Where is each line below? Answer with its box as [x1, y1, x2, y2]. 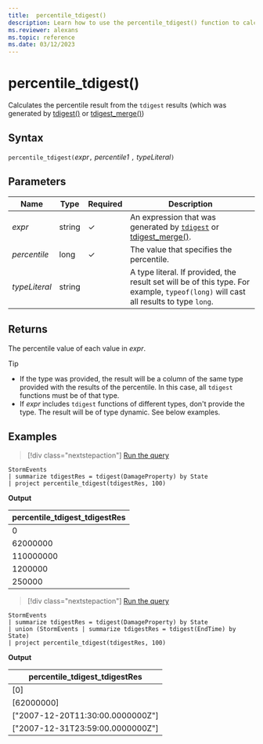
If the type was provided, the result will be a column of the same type [19, 374, 243, 383]
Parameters [8, 175, 67, 188]
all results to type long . [130, 296, 214, 307]
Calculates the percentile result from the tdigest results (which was [8, 100, 227, 110]
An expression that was [130, 211, 217, 222]
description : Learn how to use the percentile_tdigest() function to [8, 19, 240, 27]
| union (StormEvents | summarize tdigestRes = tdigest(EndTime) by [8, 625, 236, 633]
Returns [8, 323, 49, 336]
